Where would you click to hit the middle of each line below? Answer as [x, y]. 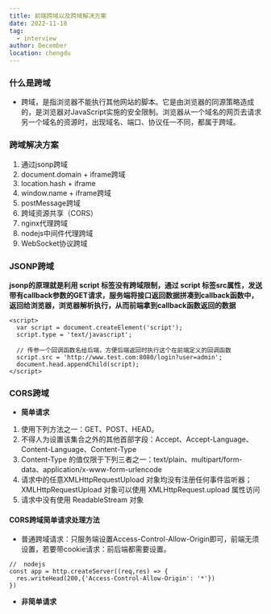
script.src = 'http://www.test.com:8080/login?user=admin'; [119, 357]
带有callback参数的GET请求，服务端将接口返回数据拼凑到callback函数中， [134, 295]
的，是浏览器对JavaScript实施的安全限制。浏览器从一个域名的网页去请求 [141, 112]
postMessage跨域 [50, 203]
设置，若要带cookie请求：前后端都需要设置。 [96, 550]
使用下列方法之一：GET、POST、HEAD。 [90, 429]
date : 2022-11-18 [38, 23]
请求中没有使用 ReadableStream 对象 [82, 500]
